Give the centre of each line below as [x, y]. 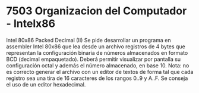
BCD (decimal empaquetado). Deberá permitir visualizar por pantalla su [94, 59]
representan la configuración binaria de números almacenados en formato [97, 52]
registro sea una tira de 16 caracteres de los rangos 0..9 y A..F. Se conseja [97, 78]
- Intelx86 [31, 24]
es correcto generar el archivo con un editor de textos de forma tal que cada [100, 72]
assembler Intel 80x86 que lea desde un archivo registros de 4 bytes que [96, 46]
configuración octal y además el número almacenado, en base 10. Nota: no [98, 65]
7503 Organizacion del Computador [97, 11]
